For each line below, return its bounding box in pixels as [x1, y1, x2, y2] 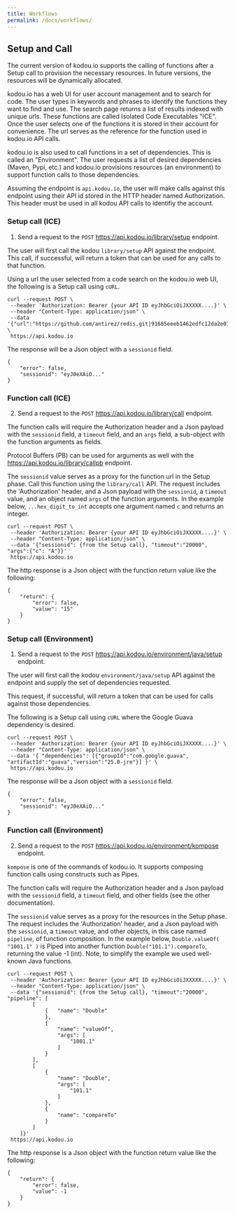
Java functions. [27, 956, 73, 965]
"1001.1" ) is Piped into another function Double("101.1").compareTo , [7, 942, 208, 950]
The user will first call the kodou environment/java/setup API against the [7, 671, 215, 679]
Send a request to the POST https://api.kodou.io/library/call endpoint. [17, 408, 213, 418]
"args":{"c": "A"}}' [7, 547, 68, 554]
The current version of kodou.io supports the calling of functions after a [7, 61, 214, 70]
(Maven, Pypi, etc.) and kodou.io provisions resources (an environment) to [7, 163, 222, 172]
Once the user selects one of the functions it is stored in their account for [7, 120, 219, 128]
